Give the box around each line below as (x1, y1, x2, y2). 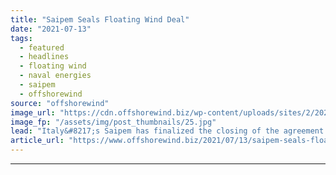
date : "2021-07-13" (10, 24, 92, 34)
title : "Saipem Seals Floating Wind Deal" (10, 14, 190, 25)
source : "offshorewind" (10, 98, 110, 108)
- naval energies (19, 71, 92, 81)
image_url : (10, 107, 56, 118)
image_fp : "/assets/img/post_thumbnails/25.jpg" (10, 117, 217, 127)
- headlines (19, 52, 70, 62)
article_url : (10, 136, 65, 146)
